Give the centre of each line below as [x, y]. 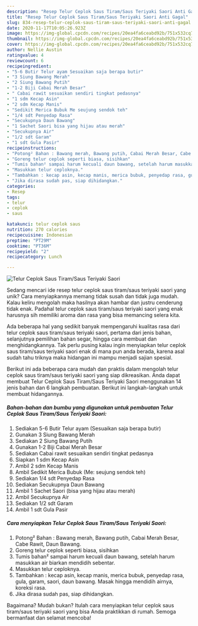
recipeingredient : [29, 66]
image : [15, 33]
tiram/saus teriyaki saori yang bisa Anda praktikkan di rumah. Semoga [91, 612]
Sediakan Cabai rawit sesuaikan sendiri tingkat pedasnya [84, 453]
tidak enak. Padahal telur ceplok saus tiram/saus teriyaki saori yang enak [95, 309]
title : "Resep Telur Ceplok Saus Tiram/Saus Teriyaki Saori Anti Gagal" [98, 17]
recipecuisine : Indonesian [40, 235]
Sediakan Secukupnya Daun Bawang [60, 484]
